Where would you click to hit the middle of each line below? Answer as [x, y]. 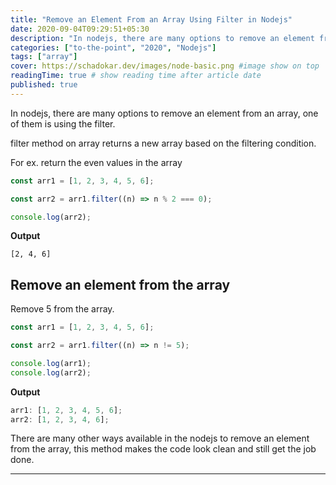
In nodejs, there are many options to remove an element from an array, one [164, 113]
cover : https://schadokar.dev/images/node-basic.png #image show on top [165, 66]
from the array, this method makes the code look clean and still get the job [163, 449]
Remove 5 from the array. [62, 309]
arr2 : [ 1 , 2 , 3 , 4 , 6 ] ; [60, 419]
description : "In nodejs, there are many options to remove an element [162, 38]
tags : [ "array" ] [44, 57]
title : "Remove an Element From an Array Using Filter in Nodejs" [151, 19]
